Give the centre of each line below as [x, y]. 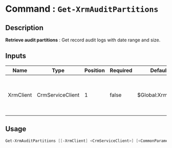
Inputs [16, 56]
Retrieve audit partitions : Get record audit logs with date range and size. [83, 40]
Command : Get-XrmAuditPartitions [82, 9]
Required [121, 70]
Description [24, 28]
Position [94, 70]
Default [159, 70]
